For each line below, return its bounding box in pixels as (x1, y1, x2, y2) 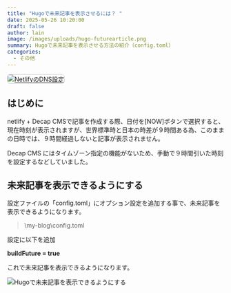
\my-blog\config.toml (23, 221, 85, 230)
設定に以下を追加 (7, 235, 56, 244)
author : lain (7, 29, 45, 36)
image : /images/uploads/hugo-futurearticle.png (7, 36, 147, 43)
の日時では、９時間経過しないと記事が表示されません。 (7, 134, 164, 142)
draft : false (7, 23, 45, 30)
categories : (7, 49, 41, 56)
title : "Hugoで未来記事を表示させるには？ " (7, 10, 123, 17)
